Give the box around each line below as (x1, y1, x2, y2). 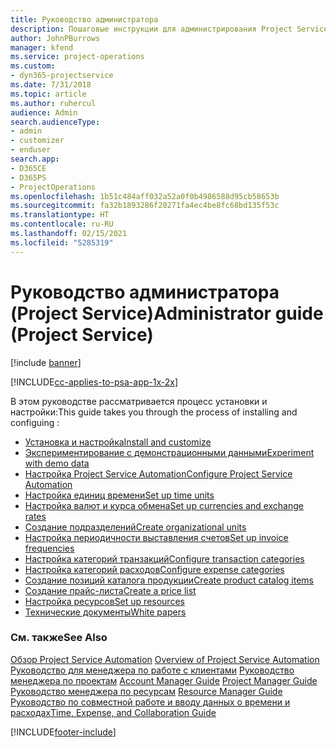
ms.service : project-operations (10, 52, 145, 62)
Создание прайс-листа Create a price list (24, 584, 197, 596)
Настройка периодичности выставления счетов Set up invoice (24, 531, 289, 543)
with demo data (24, 457, 90, 469)
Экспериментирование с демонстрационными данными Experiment (24, 446, 315, 458)
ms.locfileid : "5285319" (10, 237, 114, 248)
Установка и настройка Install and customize (24, 436, 212, 448)
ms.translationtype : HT (10, 210, 110, 220)
